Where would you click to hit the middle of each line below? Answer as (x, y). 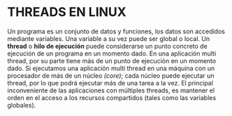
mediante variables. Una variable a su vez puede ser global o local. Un (109, 38)
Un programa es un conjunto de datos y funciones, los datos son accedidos (116, 31)
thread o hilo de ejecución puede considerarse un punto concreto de (107, 46)
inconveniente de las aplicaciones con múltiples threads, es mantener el (111, 90)
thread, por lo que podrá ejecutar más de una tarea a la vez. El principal (110, 83)
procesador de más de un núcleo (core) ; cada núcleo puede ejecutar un (111, 75)
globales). (22, 105)
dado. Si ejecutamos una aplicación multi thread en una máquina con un (111, 68)
